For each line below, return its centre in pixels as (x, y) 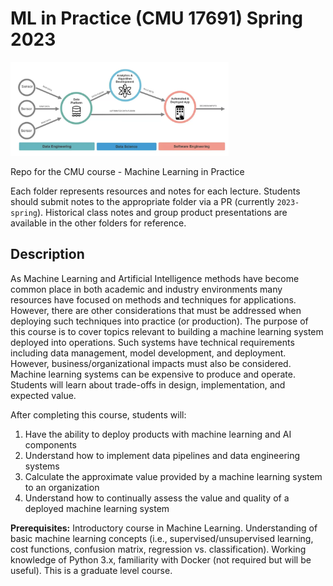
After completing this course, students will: (98, 414)
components (50, 444)
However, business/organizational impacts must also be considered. (151, 363)
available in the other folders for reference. (98, 223)
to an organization (62, 487)
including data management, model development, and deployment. (148, 353)
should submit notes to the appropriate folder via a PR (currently (142, 201)
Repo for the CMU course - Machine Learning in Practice (127, 171)
